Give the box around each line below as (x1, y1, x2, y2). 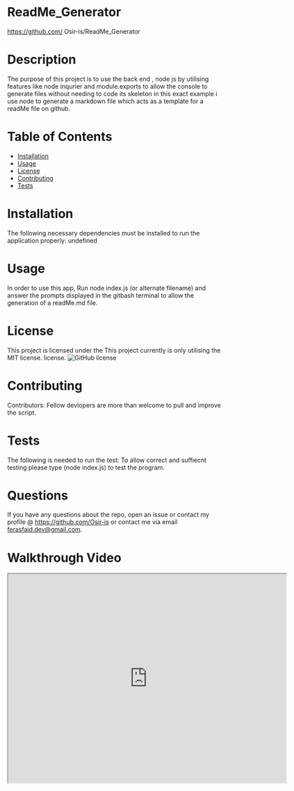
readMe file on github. (7, 104, 71, 112)
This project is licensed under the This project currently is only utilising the (7, 346, 221, 354)
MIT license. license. (7, 353, 66, 362)
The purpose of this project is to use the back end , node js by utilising (7, 75, 209, 83)
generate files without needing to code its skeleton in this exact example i (7, 89, 218, 98)
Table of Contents (7, 129, 113, 145)
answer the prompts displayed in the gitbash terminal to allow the (7, 291, 195, 300)
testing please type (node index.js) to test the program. (7, 463, 165, 471)
